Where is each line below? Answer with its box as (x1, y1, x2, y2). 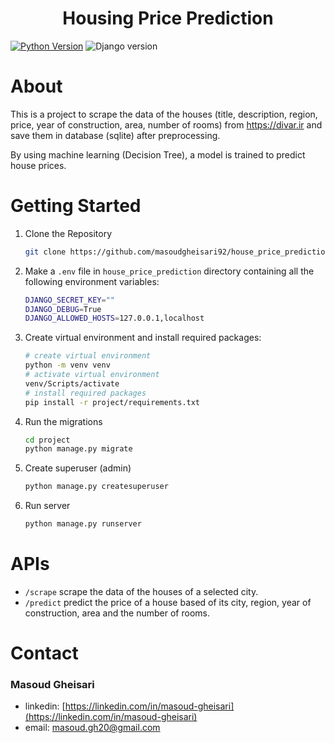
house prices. (10, 159, 67, 171)
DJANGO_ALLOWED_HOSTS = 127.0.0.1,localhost (24, 313, 205, 324)
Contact (10, 642, 79, 665)
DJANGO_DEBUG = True (24, 304, 102, 314)
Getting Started (10, 195, 142, 217)
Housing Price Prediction (62, 7, 274, 30)
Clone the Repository (24, 227, 113, 239)
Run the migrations (24, 415, 103, 427)
